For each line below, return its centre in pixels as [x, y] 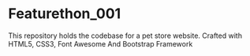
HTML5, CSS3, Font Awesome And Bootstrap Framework [101, 43]
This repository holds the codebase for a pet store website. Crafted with [125, 35]
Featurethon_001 [65, 14]
